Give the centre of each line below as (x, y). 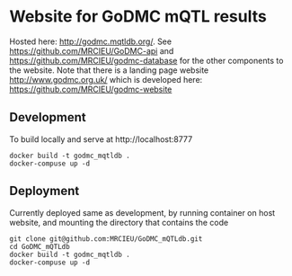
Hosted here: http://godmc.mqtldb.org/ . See (91, 41)
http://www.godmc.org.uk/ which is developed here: (106, 79)
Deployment (44, 191)
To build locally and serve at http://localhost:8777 (101, 139)
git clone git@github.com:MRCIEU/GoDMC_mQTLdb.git (106, 239)
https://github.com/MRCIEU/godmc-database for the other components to (146, 60)
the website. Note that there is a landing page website (109, 70)
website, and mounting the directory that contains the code (119, 222)
